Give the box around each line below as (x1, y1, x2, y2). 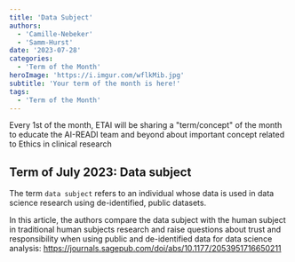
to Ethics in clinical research (9, 139, 113, 149)
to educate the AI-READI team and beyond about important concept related (9, 130, 285, 140)
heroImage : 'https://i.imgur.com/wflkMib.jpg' (9, 71, 185, 80)
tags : (9, 87, 29, 96)
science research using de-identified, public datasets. (9, 197, 207, 209)
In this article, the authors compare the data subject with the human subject (9, 215, 286, 226)
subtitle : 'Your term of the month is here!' (9, 79, 180, 88)
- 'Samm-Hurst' (17, 37, 74, 47)
